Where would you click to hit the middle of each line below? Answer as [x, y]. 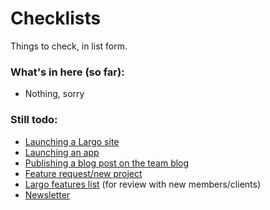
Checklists [56, 18]
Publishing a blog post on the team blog [107, 163]
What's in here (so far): [67, 72]
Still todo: [34, 120]
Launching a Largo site [72, 141]
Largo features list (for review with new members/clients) [143, 184]
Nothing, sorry [54, 94]
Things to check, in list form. [69, 46]
